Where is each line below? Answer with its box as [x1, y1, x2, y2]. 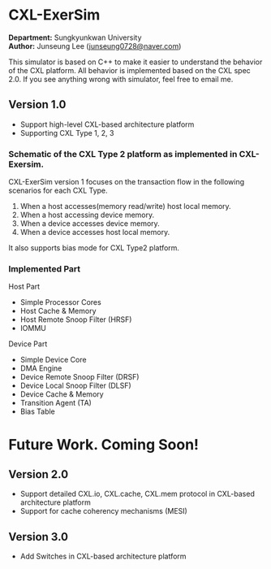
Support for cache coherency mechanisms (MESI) [19, 506, 188, 516]
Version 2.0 [8, 467, 69, 481]
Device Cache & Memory [19, 389, 104, 399]
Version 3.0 [8, 530, 69, 544]
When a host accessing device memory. [19, 210, 155, 220]
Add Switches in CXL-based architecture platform [19, 551, 187, 562]
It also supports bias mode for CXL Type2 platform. [8, 243, 180, 253]
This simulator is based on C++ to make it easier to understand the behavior [8, 57, 263, 67]
